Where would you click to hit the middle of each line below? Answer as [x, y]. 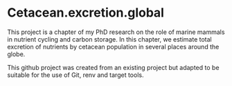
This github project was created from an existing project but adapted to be [113, 67]
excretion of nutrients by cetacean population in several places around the [113, 46]
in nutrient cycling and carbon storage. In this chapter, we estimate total [110, 39]
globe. [16, 54]
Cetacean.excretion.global [86, 13]
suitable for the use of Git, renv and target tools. [75, 75]
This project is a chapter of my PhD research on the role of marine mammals [116, 32]
